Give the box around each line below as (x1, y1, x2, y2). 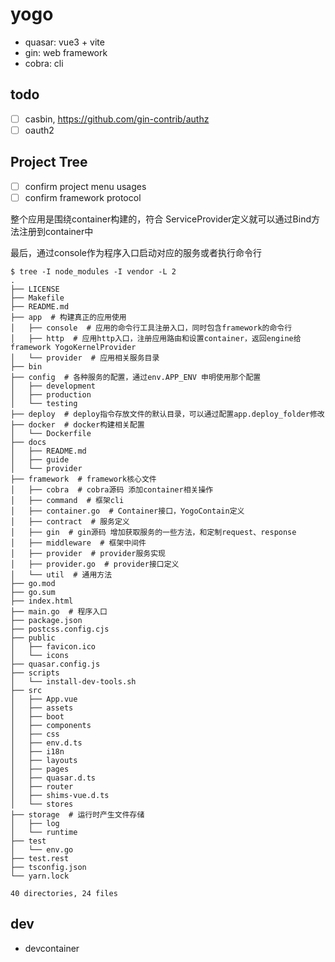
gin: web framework (24, 46, 108, 58)
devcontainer (24, 942, 80, 954)
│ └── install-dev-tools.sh (10, 676, 137, 687)
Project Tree (10, 154, 88, 171)
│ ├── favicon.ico (10, 641, 97, 652)
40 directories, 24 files (10, 888, 118, 898)
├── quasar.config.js (10, 659, 101, 669)
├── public (10, 633, 56, 643)
